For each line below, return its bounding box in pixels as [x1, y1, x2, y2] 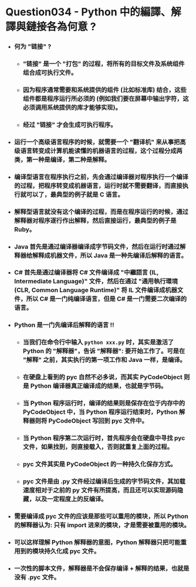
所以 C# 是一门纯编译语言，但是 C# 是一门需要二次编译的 [26, 295, 187, 303]
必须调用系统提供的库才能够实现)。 [22, 103, 121, 112]
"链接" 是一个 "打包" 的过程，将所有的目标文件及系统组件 [22, 60, 185, 68]
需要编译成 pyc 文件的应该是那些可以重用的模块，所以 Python [13, 512, 189, 520]
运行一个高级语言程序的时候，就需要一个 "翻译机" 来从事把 [13, 137, 180, 146]
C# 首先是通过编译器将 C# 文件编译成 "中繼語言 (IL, [13, 269, 159, 277]
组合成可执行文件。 [22, 69, 77, 77]
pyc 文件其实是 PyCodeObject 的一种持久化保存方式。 [22, 460, 177, 468]
